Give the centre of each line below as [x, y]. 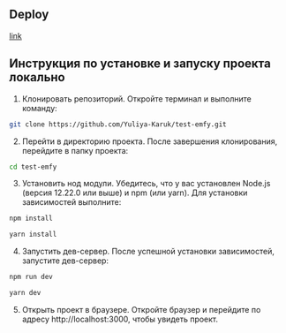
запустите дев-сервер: [65, 261]
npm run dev [31, 277]
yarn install [33, 235]
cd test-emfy [33, 167]
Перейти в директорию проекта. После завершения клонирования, [150, 141]
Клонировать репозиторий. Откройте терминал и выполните [136, 98]
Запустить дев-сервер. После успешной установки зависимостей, [148, 252]
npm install [31, 219]
